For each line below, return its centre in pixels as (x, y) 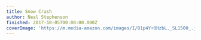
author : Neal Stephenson (37, 17)
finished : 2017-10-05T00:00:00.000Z (52, 22)
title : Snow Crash (29, 11)
